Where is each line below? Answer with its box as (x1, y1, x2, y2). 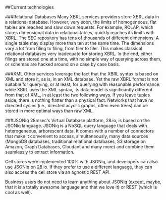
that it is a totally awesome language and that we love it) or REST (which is (5, 184, 157, 190)
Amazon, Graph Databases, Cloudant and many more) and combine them (5, 144, 155, 149)
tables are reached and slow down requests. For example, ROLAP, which (5, 24, 154, 30)
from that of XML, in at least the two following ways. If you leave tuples (5, 92, 150, 98)
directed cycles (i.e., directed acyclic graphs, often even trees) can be (5, 103, 148, 108)
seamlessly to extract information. (5, 149, 75, 155)
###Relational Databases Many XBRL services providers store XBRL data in (5, 14, 160, 19)
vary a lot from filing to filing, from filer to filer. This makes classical (5, 46, 143, 51)
